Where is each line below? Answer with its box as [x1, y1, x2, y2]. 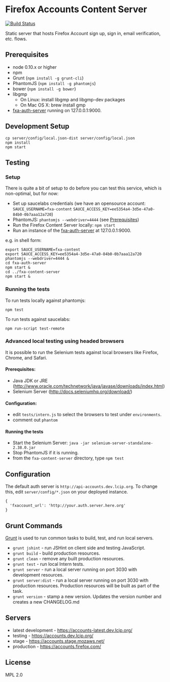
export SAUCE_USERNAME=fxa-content [5, 247, 81, 253]
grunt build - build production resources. [12, 550, 100, 556]
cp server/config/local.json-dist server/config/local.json [5, 135, 135, 141]
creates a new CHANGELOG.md [12, 599, 80, 605]
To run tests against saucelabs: [5, 316, 71, 322]
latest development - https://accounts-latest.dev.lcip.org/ [12, 627, 133, 633]
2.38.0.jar [12, 445, 36, 450]
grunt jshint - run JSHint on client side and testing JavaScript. [12, 545, 146, 551]
